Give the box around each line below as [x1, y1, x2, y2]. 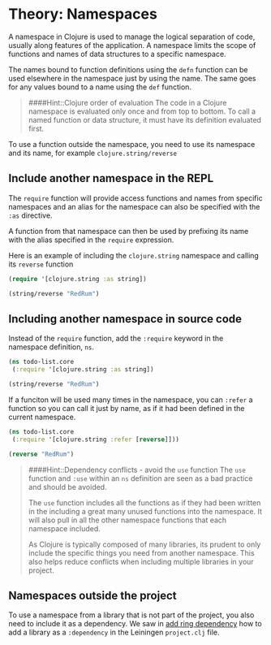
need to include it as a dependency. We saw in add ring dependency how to [8, 619, 262, 629]
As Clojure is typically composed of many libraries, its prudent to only [28, 539, 261, 549]
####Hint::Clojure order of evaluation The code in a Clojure [28, 97, 227, 107]
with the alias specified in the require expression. [8, 235, 174, 245]
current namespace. [8, 412, 76, 422]
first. [28, 123, 45, 133]
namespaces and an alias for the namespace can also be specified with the [8, 201, 260, 211]
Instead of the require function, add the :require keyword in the [8, 334, 224, 344]
